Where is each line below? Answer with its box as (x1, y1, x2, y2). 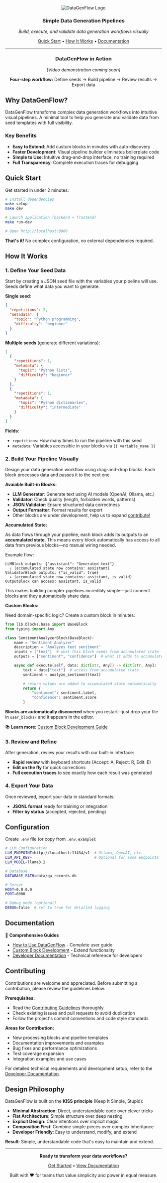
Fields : (5, 428, 19, 434)
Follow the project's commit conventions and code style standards (12, 1015, 149, 1021)
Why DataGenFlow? (5, 96, 68, 104)
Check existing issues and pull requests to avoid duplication (12, 1010, 135, 1016)
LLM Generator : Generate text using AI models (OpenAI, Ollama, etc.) (12, 491, 155, 497)
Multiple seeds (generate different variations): (5, 340, 100, 346)
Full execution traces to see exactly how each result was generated (12, 770, 152, 776)
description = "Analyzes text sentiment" (14, 645, 101, 650)
